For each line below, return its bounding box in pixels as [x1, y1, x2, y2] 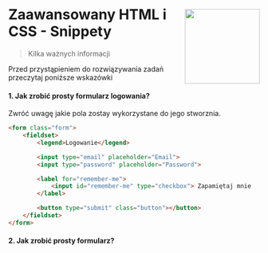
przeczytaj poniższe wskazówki [8, 72, 113, 82]
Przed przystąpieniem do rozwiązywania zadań [8, 64, 164, 73]
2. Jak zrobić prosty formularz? [8, 236, 115, 246]
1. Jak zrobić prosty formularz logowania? [8, 91, 150, 100]
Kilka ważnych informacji [27, 49, 110, 58]
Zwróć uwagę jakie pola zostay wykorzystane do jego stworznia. [8, 109, 221, 119]
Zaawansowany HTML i [8, 6, 167, 24]
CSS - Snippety [8, 22, 112, 41]
